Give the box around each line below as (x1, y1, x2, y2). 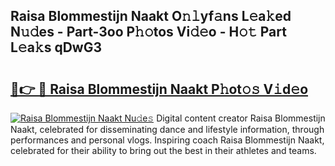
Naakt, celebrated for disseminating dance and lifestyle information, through (10, 124, 325, 135)
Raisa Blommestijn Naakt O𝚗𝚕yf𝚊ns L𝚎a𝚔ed (10, 8, 292, 25)
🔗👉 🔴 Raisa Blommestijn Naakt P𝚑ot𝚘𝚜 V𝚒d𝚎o (10, 80, 309, 98)
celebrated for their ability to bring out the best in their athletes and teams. (10, 145, 317, 156)
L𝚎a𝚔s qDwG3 (10, 39, 102, 56)
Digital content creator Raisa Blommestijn (156, 112, 326, 124)
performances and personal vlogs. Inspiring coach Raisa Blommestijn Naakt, (10, 134, 325, 146)
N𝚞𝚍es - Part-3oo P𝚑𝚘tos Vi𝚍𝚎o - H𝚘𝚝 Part (10, 24, 287, 41)
